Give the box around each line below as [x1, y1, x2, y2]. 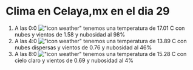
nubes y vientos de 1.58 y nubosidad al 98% [14, 30, 126, 38]
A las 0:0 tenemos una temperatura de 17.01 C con [14, 24, 185, 32]
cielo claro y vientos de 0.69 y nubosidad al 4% [14, 57, 134, 64]
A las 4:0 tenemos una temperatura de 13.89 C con [14, 37, 188, 44]
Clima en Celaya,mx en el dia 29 [5, 4, 171, 18]
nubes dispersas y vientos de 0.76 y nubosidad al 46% [14, 44, 152, 51]
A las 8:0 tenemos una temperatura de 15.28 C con [14, 50, 187, 57]
